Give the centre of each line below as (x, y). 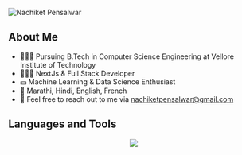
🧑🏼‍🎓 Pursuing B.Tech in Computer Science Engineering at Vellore (127, 56)
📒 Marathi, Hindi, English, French (73, 91)
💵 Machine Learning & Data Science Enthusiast (98, 81)
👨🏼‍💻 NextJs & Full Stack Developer (77, 73)
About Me (33, 37)
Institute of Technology (58, 64)
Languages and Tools (62, 124)
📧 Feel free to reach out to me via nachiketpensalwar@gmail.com (127, 99)
